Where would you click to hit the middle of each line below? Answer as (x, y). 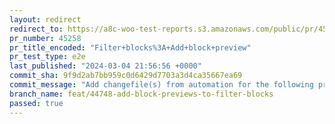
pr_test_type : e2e (47, 57)
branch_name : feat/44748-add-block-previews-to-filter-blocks (141, 94)
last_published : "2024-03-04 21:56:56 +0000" (105, 66)
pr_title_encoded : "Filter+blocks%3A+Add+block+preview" (130, 47)
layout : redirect (45, 19)
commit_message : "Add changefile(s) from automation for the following (161, 85)
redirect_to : (36, 29)
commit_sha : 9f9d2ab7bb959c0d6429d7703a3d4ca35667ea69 (126, 76)
